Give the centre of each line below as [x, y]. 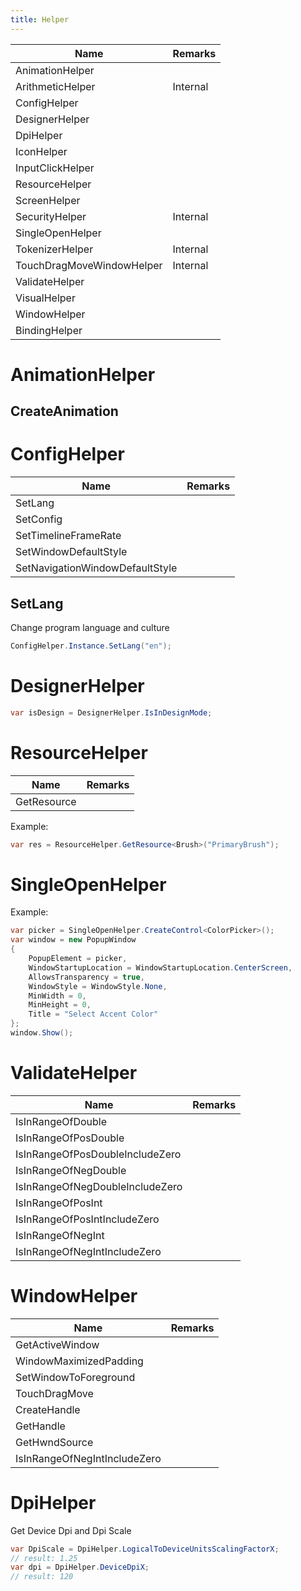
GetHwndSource [54, 1442]
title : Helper [40, 19]
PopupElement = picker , [78, 959]
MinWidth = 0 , [57, 996]
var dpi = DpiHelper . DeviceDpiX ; [80, 1567]
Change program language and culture [90, 627]
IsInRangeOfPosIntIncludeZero [87, 1219]
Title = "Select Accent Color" [93, 1014]
